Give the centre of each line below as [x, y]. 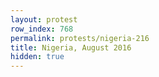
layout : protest [44, 19]
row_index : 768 [42, 29]
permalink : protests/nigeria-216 [80, 38]
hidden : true [37, 57]
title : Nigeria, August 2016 [71, 47]
